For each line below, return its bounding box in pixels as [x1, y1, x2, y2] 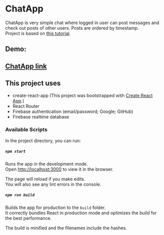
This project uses [5, 79, 61, 88]
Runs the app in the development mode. [5, 161, 88, 167]
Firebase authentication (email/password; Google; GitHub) [12, 108, 133, 114]
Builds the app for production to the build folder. [5, 204, 106, 210]
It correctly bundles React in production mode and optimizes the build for [5, 209, 157, 216]
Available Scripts [5, 126, 48, 133]
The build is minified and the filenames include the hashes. [5, 224, 127, 231]
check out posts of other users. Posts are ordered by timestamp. [5, 25, 139, 31]
